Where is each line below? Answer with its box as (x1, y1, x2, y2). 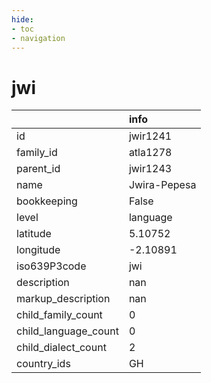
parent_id (16, 162, 61, 176)
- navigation (11, 33, 66, 43)
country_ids (16, 357, 71, 371)
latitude (16, 227, 52, 241)
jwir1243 (128, 162, 173, 176)
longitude (16, 243, 61, 257)
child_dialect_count (16, 341, 107, 355)
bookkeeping (16, 194, 78, 208)
